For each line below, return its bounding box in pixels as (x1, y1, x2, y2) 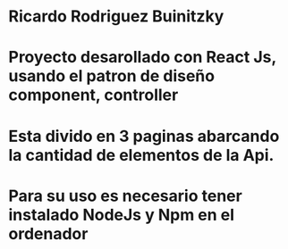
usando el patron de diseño (8, 66, 216, 87)
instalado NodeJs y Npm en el (8, 204, 234, 225)
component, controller (8, 85, 179, 105)
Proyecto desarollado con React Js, (8, 47, 276, 68)
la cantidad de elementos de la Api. (8, 145, 275, 165)
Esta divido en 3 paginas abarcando (8, 126, 280, 146)
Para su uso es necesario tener (8, 186, 242, 206)
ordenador (8, 223, 89, 244)
